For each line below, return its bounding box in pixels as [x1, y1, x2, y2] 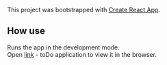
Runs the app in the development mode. [7, 43, 120, 51]
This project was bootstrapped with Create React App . [7, 6, 161, 14]
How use [7, 25, 46, 37]
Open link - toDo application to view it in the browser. [7, 50, 157, 58]
